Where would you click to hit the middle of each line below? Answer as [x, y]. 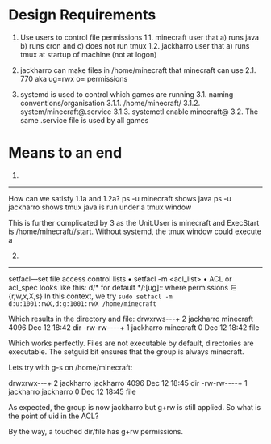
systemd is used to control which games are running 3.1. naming [127, 94]
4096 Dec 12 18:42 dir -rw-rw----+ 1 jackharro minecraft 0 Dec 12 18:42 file [134, 327]
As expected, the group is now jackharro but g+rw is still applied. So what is [135, 407]
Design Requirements [82, 15]
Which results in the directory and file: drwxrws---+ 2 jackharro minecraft [131, 319]
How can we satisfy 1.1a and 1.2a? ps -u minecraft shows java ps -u [120, 198]
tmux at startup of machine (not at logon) [88, 54]
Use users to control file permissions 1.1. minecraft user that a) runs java [140, 37]
